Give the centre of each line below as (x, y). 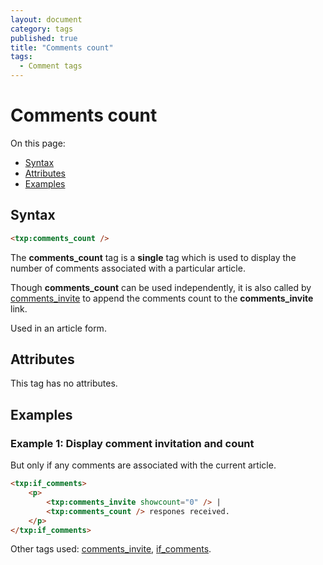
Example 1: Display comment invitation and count (132, 443)
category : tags (42, 29)
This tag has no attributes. (64, 383)
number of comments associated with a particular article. (128, 268)
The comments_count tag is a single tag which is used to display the (153, 257)
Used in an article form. (58, 328)
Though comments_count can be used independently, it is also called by (161, 287)
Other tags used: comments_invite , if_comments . (111, 549)
